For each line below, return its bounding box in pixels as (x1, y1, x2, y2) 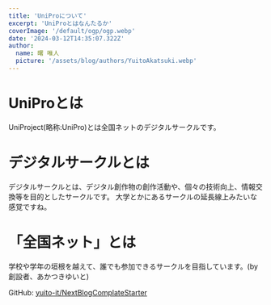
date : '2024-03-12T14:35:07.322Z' (8, 34, 125, 43)
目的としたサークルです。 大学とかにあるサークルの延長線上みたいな (29, 191, 257, 202)
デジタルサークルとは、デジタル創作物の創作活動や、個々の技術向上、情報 (8, 182, 256, 191)
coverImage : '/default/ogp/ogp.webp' (8, 27, 136, 35)
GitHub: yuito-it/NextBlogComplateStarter (8, 287, 148, 297)
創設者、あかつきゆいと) (8, 271, 90, 281)
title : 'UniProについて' (8, 11, 87, 20)
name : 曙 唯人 (15, 49, 60, 57)
